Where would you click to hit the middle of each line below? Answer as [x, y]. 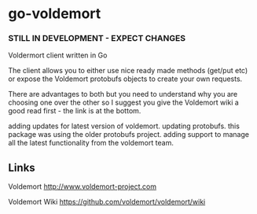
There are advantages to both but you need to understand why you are [123, 94]
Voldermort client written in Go [58, 55]
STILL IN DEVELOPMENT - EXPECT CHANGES [97, 39]
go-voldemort [55, 14]
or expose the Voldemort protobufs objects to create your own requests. [125, 79]
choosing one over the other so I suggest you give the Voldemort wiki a [124, 102]
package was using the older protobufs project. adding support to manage [129, 135]
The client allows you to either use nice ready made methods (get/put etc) [128, 71]
